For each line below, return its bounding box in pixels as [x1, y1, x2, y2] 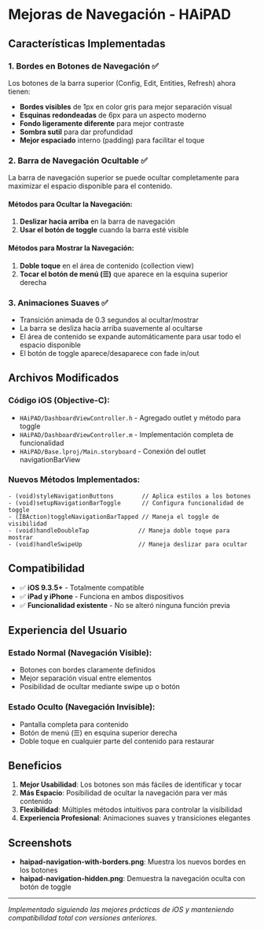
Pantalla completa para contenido [19, 719, 129, 729]
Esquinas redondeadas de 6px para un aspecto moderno [19, 110, 207, 120]
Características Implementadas [8, 37, 166, 50]
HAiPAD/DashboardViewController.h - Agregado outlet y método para [19, 413, 241, 422]
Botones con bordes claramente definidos [19, 665, 156, 675]
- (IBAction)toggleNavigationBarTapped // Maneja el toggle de [8, 513, 220, 521]
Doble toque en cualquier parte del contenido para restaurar [19, 736, 214, 746]
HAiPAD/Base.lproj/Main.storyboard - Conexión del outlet [19, 446, 207, 456]
